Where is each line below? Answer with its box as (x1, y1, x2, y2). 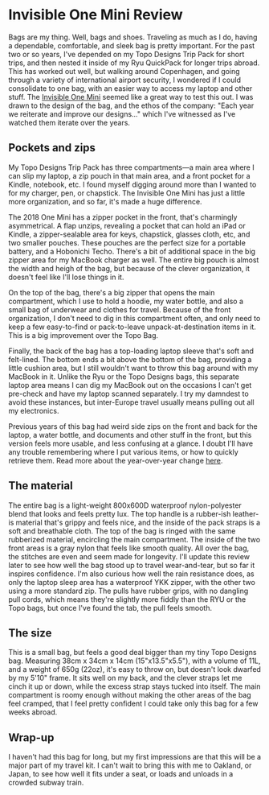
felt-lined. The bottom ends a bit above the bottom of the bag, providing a (8, 354, 252, 364)
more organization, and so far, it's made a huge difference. (8, 196, 202, 206)
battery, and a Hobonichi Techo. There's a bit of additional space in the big (8, 246, 255, 256)
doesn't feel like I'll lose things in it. (8, 272, 124, 282)
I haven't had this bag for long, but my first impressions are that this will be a (8, 752, 262, 762)
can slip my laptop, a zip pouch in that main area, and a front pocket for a (8, 171, 251, 180)
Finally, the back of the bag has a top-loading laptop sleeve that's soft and (8, 346, 255, 356)
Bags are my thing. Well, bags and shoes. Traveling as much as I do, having (8, 32, 258, 42)
